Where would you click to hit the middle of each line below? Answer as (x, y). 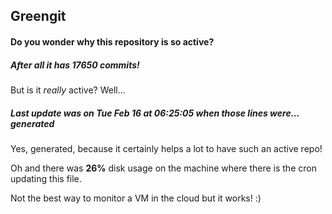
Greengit (38, 16)
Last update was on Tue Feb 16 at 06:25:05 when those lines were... (155, 113)
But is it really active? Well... (68, 90)
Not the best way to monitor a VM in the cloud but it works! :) (136, 198)
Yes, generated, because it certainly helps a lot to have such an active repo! (166, 148)
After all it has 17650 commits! (75, 65)
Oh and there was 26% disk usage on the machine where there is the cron (163, 168)
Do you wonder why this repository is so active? (112, 41)
